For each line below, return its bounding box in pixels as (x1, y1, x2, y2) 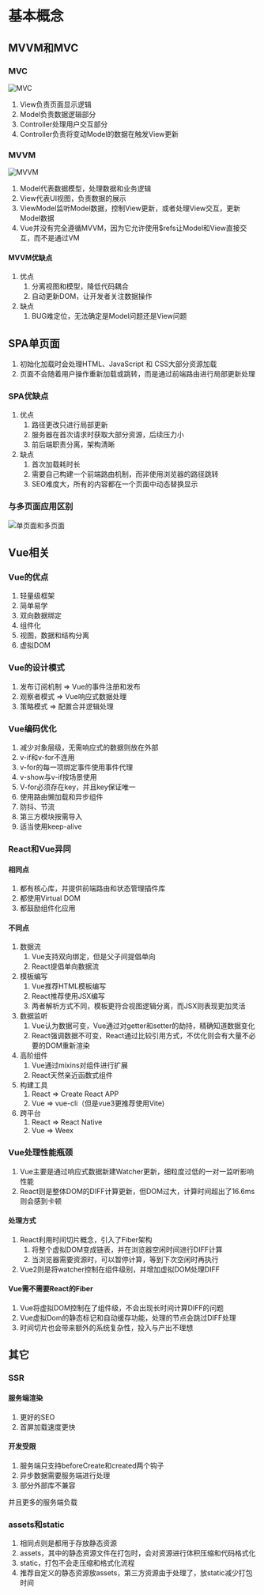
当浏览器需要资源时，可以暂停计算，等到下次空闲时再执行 (31, 1254, 219, 1264)
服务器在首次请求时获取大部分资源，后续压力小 (31, 430, 184, 440)
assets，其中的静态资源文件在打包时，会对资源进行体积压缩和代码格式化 (19, 1548, 256, 1558)
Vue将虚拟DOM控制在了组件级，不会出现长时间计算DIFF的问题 (19, 1303, 224, 1313)
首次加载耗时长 (31, 459, 81, 469)
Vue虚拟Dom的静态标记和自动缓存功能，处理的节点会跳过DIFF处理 (19, 1313, 237, 1323)
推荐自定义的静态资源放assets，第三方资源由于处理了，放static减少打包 (19, 1568, 253, 1578)
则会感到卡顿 (19, 1196, 62, 1206)
